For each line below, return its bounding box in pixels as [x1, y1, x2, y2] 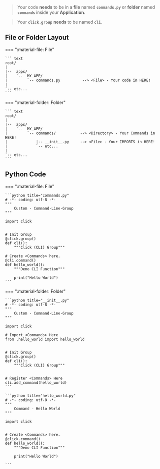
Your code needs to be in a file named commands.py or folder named [17, 4, 155, 10]
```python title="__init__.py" [5, 298, 69, 303]
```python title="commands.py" [5, 193, 69, 198]
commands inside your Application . [17, 9, 86, 15]
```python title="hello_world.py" [5, 393, 76, 398]
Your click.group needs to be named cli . [17, 19, 102, 25]
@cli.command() [5, 258, 36, 263]
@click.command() [5, 436, 41, 441]
